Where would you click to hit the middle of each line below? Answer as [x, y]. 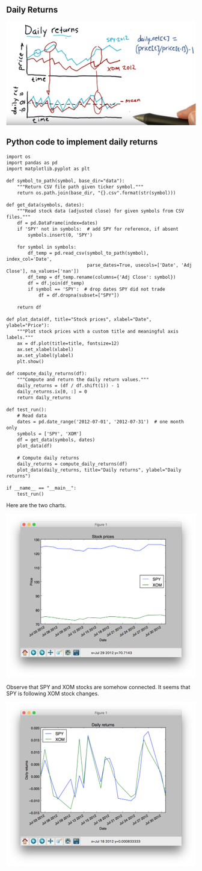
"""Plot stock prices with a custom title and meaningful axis [98, 331]
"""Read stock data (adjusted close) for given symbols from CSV [101, 211]
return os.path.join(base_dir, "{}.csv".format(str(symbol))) [96, 193]
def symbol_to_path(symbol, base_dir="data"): [66, 181]
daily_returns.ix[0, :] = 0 [52, 392]
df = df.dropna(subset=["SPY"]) [79, 295]
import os [19, 157]
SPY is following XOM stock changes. [53, 694]
